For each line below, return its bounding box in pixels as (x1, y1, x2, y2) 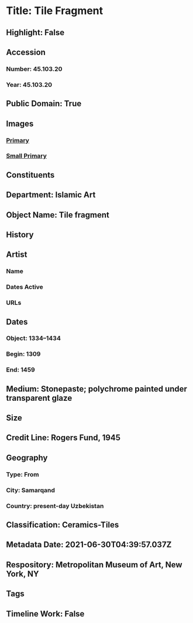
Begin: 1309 (6, 350, 41, 358)
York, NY (6, 568, 39, 578)
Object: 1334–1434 (6, 334, 61, 342)
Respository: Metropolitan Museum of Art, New (6, 560, 182, 570)
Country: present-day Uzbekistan (6, 502, 104, 510)
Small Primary (6, 152, 47, 160)
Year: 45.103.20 (6, 80, 53, 88)
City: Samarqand (6, 486, 56, 494)
